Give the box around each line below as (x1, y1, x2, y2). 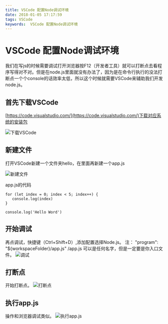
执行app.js (5, 299, 39, 307)
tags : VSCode (5, 17, 33, 22)
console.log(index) (12, 196, 53, 201)
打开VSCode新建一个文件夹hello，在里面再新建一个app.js (5, 160, 125, 166)
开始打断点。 (5, 282, 32, 289)
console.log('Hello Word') (5, 209, 62, 214)
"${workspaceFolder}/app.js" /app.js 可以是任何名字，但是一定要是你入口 (5, 245, 158, 251)
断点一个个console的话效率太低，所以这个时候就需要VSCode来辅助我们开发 (5, 76, 163, 82)
